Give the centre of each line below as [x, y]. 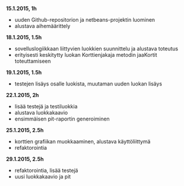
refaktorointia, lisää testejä [46, 170]
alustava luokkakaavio [41, 113]
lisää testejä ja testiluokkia [46, 106]
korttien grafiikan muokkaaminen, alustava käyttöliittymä [82, 142]
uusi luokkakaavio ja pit [43, 177]
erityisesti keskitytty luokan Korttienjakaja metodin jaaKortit [86, 55]
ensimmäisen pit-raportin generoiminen [62, 119]
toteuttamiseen [33, 61]
